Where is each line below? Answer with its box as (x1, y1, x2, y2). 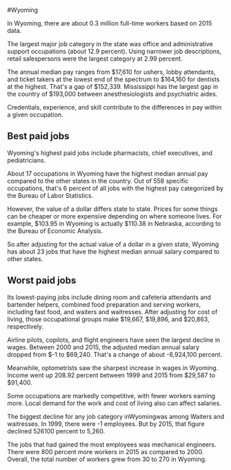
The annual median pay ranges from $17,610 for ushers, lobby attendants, (7, 68, 216, 76)
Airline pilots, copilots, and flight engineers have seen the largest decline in (7, 336, 221, 344)
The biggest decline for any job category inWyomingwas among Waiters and (7, 412, 225, 420)
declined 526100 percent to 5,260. (7, 427, 106, 435)
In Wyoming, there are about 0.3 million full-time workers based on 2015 (7, 19, 212, 27)
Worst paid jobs (7, 275, 77, 287)
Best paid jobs (7, 130, 70, 142)
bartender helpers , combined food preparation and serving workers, (7, 300, 201, 309)
